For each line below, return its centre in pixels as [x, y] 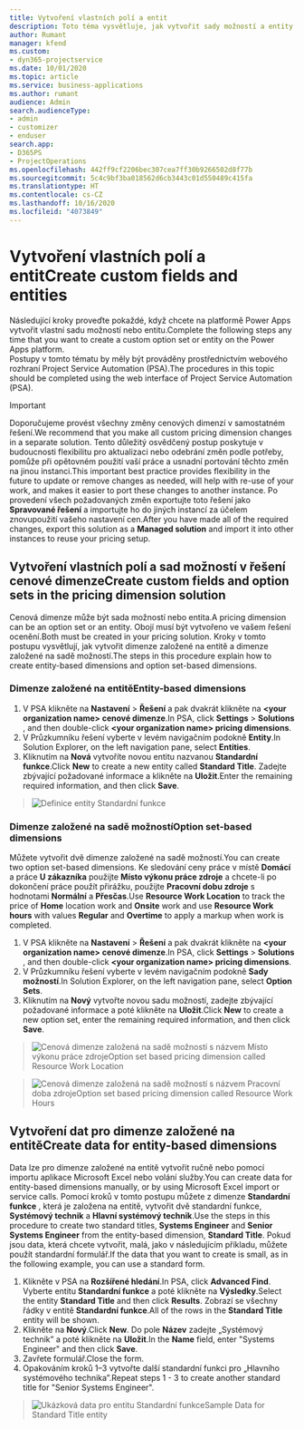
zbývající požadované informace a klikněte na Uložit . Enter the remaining [157, 775]
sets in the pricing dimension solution [118, 595]
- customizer [34, 128]
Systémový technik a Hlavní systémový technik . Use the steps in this [140, 1215]
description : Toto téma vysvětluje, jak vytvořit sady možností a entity [152, 26]
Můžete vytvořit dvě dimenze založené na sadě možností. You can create [145, 858]
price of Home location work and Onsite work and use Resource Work [142, 906]
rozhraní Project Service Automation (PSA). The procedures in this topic [142, 368]
